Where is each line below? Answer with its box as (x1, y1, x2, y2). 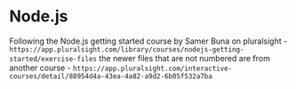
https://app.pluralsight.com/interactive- (72, 64, 233, 73)
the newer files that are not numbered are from (99, 53, 271, 63)
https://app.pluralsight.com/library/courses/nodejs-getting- (9, 44, 244, 54)
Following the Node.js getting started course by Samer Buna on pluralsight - (9, 36, 288, 46)
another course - (9, 62, 71, 73)
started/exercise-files (9, 54, 98, 63)
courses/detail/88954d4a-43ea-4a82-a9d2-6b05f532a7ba (9, 71, 213, 81)
